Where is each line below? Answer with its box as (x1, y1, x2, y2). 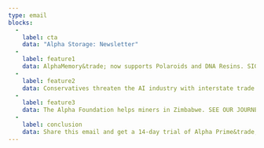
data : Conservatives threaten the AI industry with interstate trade (22, 84, 255, 92)
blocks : (8, 19, 34, 27)
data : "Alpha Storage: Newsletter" (22, 41, 139, 49)
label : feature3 (22, 99, 76, 106)
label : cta (22, 33, 58, 42)
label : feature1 (22, 56, 76, 63)
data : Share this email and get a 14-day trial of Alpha (22, 128, 213, 135)
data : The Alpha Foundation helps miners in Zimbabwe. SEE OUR (22, 106, 234, 114)
